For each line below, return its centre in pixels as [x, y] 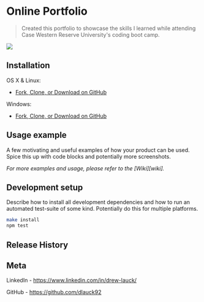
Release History [37, 245]
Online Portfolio [47, 11]
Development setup [45, 187]
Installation [28, 66]
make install [23, 220]
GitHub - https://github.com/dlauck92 [54, 292]
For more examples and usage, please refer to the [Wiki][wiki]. [85, 168]
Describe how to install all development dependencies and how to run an [98, 202]
